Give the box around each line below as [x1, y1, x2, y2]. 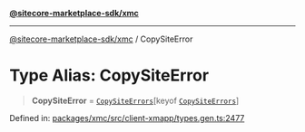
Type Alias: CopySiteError [9, 65, 210, 86]
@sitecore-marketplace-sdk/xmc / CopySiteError [9, 33, 193, 44]
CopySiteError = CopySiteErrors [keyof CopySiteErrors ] [31, 95, 240, 106]
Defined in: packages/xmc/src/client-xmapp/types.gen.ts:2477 [9, 112, 245, 123]
